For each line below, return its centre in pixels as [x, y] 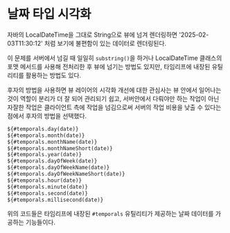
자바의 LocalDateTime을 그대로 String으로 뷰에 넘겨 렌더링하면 [92, 35]
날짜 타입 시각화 [49, 14]
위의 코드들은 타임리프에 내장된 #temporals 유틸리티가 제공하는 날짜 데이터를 [110, 214]
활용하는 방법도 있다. [53, 75]
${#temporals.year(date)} [44, 155]
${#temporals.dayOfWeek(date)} [52, 161]
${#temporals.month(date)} [46, 136]
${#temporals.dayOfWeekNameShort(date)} [67, 174]
